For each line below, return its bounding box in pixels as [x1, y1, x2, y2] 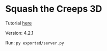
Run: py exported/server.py [5, 39, 64, 46]
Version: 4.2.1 [5, 30, 34, 36]
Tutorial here [5, 20, 32, 26]
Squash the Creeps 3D [5, 3, 102, 15]
